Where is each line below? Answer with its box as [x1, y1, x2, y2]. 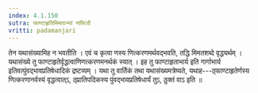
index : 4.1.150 [8, 11, 59, 20]
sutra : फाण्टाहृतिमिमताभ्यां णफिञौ [8, 19, 91, 27]
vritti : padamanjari [8, 26, 77, 34]
